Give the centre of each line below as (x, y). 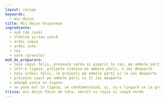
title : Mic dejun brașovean (34, 23)
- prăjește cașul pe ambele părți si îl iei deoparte (66, 78)
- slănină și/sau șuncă (34, 37)
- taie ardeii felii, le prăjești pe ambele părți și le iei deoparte (83, 74)
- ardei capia (24, 42)
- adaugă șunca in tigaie (36, 82)
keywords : (15, 14)
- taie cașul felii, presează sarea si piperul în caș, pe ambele (79, 64)
